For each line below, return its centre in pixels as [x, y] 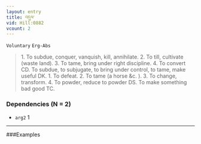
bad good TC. [38, 89]
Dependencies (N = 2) [39, 104]
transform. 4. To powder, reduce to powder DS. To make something [104, 82]
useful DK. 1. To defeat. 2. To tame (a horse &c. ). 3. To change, [99, 76]
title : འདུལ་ [20, 17]
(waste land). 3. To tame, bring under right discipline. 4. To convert [103, 63]
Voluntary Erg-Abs [28, 46]
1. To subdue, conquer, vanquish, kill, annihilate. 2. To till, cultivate [102, 57]
